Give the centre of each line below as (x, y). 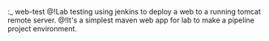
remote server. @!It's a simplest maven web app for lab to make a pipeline (131, 20)
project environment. (43, 29)
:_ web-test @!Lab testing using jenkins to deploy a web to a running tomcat (134, 12)
